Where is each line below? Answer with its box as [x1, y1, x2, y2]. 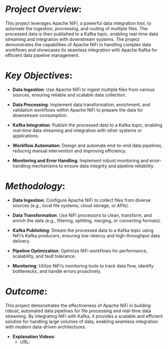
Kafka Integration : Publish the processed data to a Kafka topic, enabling [12, 122, 163, 128]
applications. [12, 132, 39, 139]
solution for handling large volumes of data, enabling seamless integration [5, 318, 158, 324]
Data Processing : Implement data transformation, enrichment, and [12, 102, 150, 108]
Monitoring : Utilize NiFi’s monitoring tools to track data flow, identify [12, 263, 154, 269]
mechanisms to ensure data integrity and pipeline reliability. [32, 162, 154, 169]
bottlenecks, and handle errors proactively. [12, 268, 102, 274]
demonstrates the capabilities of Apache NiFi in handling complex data [5, 41, 151, 47]
